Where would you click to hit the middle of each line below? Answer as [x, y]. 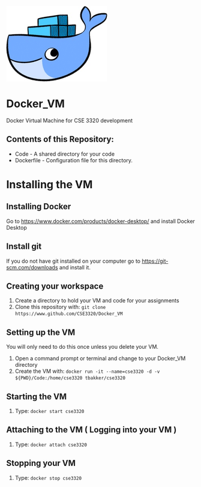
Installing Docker [39, 207]
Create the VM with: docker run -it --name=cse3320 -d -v [87, 371]
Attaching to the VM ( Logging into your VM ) [91, 430]
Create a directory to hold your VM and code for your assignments [97, 301]
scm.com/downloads [32, 267]
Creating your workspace [55, 286]
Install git [24, 247]
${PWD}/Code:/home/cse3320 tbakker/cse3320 [70, 378]
